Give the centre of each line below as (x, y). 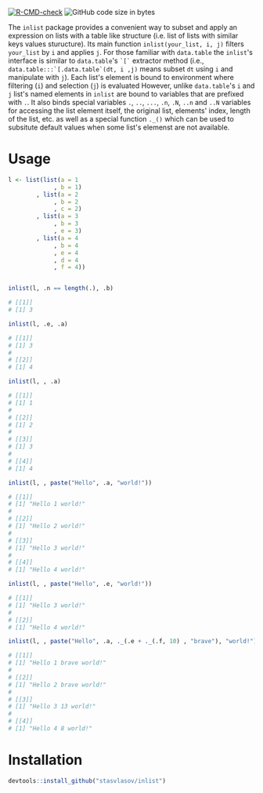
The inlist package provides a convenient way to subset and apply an (122, 27)
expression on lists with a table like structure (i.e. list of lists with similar (123, 36)
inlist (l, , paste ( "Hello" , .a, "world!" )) (80, 482)
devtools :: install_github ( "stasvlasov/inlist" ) (87, 780)
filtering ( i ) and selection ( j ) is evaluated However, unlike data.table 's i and (131, 85)
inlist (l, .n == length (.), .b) (61, 289)
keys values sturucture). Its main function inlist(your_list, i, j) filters (126, 44)
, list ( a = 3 (58, 216)
